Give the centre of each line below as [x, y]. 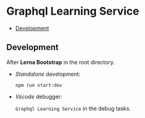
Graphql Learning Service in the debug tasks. [73, 108]
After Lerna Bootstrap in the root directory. [61, 62]
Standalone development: [48, 74]
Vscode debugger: [39, 97]
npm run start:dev [39, 85]
